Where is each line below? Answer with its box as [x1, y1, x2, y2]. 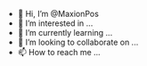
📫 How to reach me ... [17, 47, 101, 57]
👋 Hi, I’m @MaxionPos [17, 9, 100, 19]
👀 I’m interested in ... [17, 18, 94, 29]
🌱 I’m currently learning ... [17, 28, 113, 37]
